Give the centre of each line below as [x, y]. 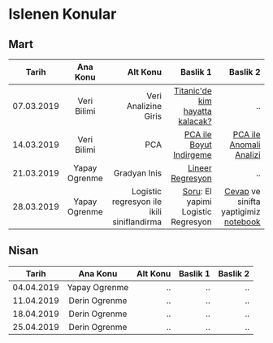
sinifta [249, 202]
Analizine [144, 106]
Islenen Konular [63, 14]
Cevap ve [243, 191]
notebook [242, 222]
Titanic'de [193, 91]
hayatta [198, 111]
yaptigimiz [240, 212]
